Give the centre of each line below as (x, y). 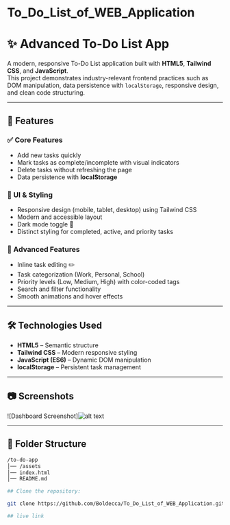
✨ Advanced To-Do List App (88, 44)
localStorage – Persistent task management (79, 367)
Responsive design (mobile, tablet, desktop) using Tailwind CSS (107, 210)
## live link (26, 516)
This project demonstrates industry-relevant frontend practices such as (108, 78)
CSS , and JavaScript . (38, 71)
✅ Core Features (35, 140)
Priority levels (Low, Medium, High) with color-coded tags (98, 282)
